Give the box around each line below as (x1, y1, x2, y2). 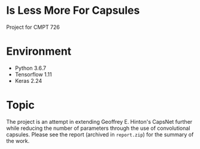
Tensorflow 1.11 (14, 70, 52, 78)
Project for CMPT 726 (6, 23, 60, 31)
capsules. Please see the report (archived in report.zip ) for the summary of (6, 130, 194, 138)
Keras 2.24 (14, 77, 43, 84)
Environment (6, 44, 72, 58)
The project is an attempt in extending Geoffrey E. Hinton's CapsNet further (6, 118, 193, 125)
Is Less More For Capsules (6, 4, 140, 17)
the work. (6, 137, 30, 144)
